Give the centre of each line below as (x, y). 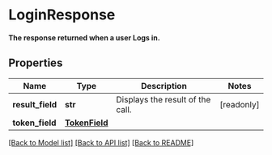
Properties (36, 63)
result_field (35, 104)
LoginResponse (62, 15)
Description (164, 86)
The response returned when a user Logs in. (84, 37)
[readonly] (240, 104)
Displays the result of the (164, 99)
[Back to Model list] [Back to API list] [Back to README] (101, 142)
